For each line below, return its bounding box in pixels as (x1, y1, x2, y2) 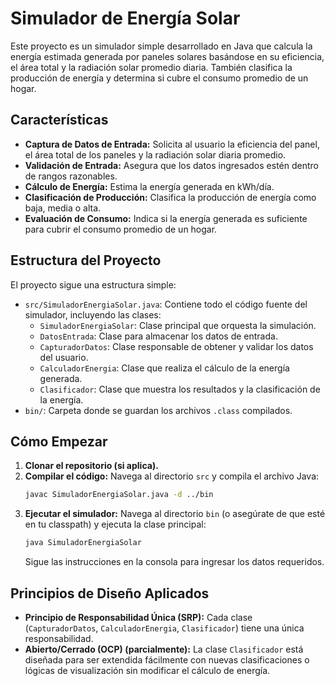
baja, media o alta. (24, 202, 102, 214)
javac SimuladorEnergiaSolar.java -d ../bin (24, 490, 214, 500)
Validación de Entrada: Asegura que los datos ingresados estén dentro (24, 159, 319, 171)
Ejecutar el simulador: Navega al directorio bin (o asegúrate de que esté (24, 508, 326, 520)
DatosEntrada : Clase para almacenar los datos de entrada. (39, 330, 278, 342)
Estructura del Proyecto (10, 252, 162, 269)
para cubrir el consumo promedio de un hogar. (24, 223, 218, 235)
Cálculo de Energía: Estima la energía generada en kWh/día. (24, 180, 275, 192)
